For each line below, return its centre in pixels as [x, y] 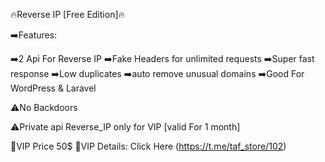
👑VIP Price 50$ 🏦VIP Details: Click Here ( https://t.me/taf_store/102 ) [148, 146]
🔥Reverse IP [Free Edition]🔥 [67, 14]
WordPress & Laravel [53, 88]
